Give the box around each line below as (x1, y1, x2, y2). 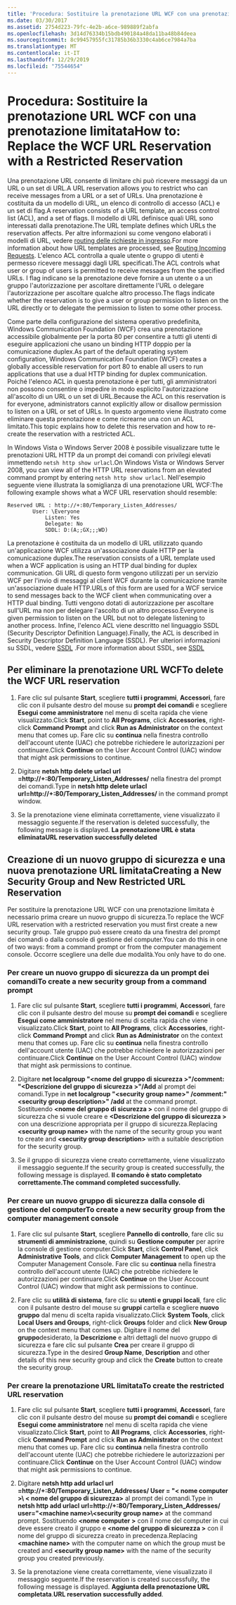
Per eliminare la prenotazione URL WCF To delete (7, 664, 224, 676)
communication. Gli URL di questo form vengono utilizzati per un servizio (7, 569, 218, 577)
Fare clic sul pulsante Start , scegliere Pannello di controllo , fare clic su (17, 1229, 223, 1238)
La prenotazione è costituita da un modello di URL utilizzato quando (7, 538, 203, 547)
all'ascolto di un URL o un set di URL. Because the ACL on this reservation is (7, 392, 226, 400)
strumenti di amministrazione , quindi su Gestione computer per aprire (17, 1237, 225, 1246)
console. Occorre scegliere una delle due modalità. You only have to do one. (7, 950, 226, 959)
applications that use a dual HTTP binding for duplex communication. (7, 369, 208, 378)
